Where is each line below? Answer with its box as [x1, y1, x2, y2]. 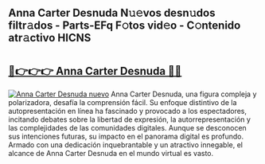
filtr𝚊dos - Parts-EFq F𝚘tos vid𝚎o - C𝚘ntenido [8, 19, 241, 33]
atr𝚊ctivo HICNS [8, 31, 92, 45]
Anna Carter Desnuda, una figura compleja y [111, 89, 257, 99]
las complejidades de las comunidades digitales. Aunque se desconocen [8, 123, 247, 132]
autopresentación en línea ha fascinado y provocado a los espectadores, [8, 107, 247, 115]
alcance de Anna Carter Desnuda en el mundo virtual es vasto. [8, 149, 214, 158]
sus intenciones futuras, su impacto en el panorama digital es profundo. [8, 131, 244, 141]
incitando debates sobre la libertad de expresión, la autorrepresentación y [8, 115, 251, 124]
